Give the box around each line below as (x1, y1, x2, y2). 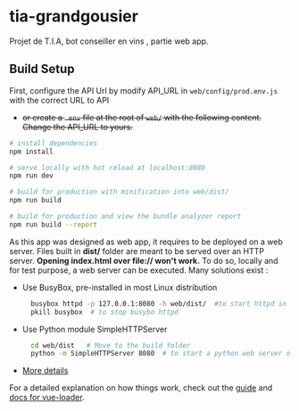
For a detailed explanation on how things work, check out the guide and (9, 382, 273, 393)
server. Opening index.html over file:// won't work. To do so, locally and (9, 255, 278, 266)
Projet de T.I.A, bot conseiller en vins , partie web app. (9, 36, 209, 46)
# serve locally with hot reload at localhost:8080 (9, 163, 205, 172)
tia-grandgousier (9, 6, 138, 27)
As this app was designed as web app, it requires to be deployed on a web (9, 236, 283, 247)
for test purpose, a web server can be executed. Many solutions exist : (9, 265, 269, 275)
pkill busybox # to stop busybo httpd (30, 308, 179, 316)
